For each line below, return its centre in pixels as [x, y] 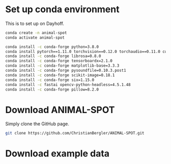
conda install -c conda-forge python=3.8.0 [52, 47]
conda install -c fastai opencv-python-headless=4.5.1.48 [68, 85]
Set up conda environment [62, 9]
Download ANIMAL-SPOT [60, 110]
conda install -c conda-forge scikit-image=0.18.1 [60, 75]
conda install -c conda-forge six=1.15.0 [50, 80]
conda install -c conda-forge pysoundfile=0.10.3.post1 [66, 71]
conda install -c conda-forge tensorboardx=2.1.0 [59, 61]
